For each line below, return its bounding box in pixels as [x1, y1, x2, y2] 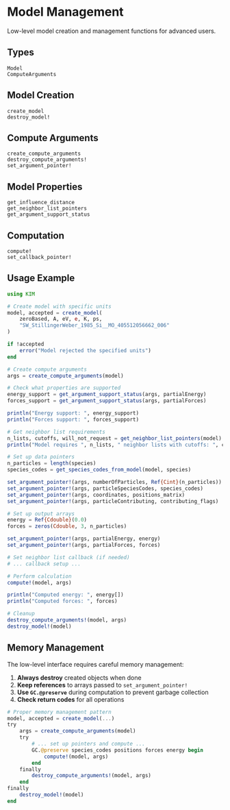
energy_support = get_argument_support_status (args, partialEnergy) [7, 391, 207, 398]
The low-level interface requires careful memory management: [7, 660, 184, 668]
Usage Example [7, 272, 75, 284]
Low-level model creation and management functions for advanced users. [7, 27, 216, 35]
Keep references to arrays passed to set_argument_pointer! [16, 680, 188, 689]
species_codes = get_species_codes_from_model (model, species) [7, 467, 192, 474]
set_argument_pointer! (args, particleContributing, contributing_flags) [7, 498, 219, 504]
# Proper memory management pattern [7, 709, 112, 715]
